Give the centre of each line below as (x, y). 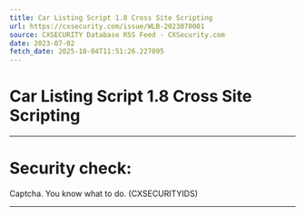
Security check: (71, 168)
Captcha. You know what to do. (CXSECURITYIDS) (103, 193)
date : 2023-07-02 (42, 43)
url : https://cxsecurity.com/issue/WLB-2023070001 (107, 26)
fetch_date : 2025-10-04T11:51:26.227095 (87, 52)
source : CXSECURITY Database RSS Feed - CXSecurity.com (117, 34)
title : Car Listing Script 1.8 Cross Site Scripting (111, 18)
